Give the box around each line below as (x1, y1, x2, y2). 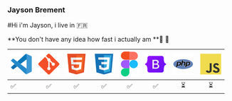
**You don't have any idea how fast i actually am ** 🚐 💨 (7, 35, 169, 44)
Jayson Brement (7, 5, 65, 15)
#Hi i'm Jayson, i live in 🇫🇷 (7, 21, 88, 30)
